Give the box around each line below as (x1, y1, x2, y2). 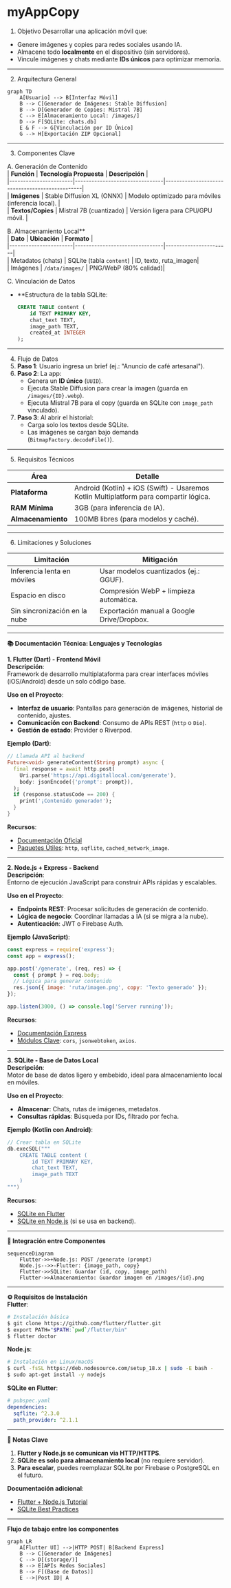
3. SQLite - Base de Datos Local (7, 1056, 98, 1064)
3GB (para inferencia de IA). (74, 503, 165, 513)
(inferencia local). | (7, 199, 60, 207)
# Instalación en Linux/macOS (7, 1358, 94, 1366)
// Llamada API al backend (7, 753, 85, 760)
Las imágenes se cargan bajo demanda (27, 428, 139, 437)
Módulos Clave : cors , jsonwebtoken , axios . (16, 1036, 137, 1044)
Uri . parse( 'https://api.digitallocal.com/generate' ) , (19, 772, 177, 779)
